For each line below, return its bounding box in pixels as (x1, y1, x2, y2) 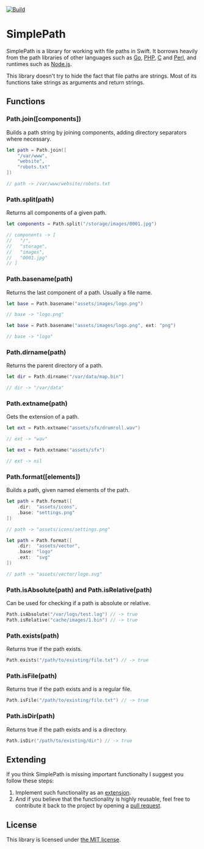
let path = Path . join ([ (6, 147, 67, 153)
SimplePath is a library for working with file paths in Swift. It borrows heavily (6, 47, 198, 54)
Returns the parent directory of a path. (6, 362, 103, 369)
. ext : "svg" (17, 554, 51, 560)
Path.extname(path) (6, 399, 68, 408)
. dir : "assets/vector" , (17, 543, 81, 549)
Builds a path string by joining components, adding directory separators (6, 128, 187, 136)
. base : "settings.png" (17, 509, 75, 516)
